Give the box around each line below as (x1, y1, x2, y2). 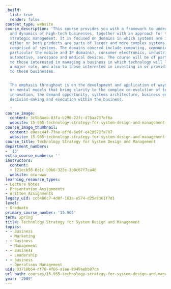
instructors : (5, 158, 33, 163)
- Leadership (10, 252, 38, 257)
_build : (5, 7, 22, 13)
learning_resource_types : (5, 177, 60, 182)
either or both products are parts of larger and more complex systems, (10, 41, 167, 46)
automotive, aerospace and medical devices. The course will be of (10, 54, 156, 60)
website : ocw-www (10, 172, 47, 177)
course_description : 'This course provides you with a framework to (5, 26, 154, 32)
